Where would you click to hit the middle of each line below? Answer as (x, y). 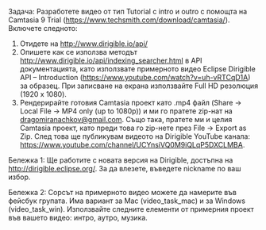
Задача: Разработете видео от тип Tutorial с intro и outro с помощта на (128, 11)
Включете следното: (43, 28)
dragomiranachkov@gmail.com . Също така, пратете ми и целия (126, 119)
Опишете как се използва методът (78, 52)
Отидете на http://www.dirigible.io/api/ (84, 44)
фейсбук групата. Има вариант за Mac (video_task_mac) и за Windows (127, 201)
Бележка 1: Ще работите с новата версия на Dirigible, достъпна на (121, 160)
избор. (19, 177)
